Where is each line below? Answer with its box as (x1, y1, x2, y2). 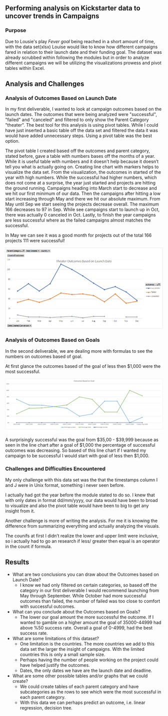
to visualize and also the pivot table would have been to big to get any (5, 502, 149, 508)
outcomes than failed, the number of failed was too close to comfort (19, 598, 160, 604)
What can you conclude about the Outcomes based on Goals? (12, 608, 140, 615)
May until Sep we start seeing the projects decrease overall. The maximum (5, 201, 159, 208)
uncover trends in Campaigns (5, 12, 99, 21)
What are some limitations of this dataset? (12, 635, 99, 641)
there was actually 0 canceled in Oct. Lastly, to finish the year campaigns (5, 212, 156, 218)
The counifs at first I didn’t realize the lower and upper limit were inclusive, (5, 533, 159, 539)
